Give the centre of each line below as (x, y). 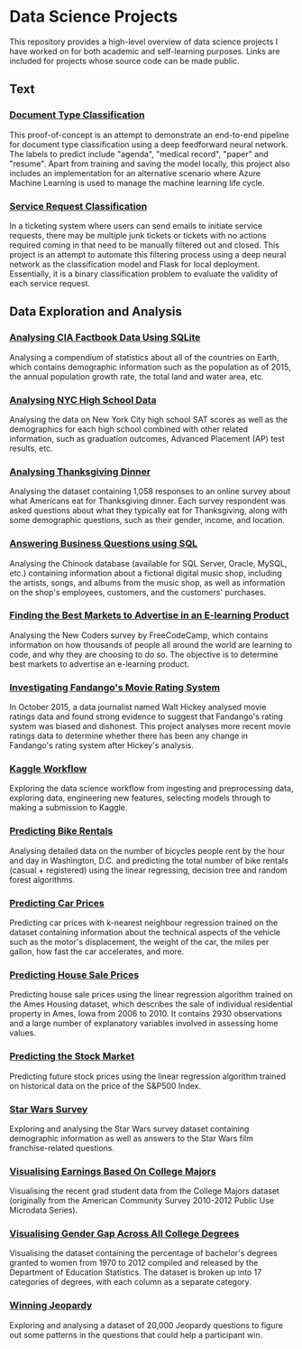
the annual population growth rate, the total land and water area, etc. (137, 376)
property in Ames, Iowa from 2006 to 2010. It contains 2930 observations (146, 1014)
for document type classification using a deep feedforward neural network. (149, 144)
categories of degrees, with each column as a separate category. (131, 1282)
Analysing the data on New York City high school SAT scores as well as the (149, 419)
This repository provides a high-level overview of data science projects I (144, 42)
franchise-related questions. (62, 1148)
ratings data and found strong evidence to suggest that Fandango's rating (146, 717)
